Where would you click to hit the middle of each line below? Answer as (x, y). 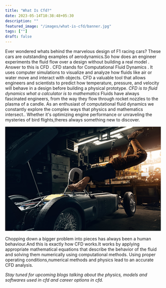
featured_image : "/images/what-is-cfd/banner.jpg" (58, 26)
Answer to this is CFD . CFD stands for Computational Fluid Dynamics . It (79, 67)
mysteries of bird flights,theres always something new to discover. (73, 120)
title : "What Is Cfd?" (28, 10)
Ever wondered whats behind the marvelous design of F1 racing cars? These (83, 51)
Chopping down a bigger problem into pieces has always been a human (78, 238)
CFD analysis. (19, 265)
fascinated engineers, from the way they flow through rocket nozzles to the (82, 99)
